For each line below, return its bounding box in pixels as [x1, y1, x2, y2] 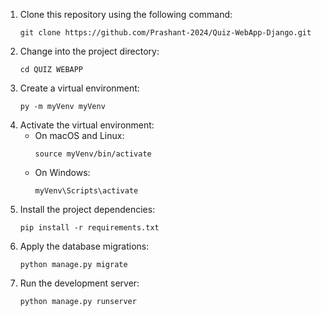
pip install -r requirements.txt [19, 223, 160, 233]
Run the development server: [19, 277, 140, 289]
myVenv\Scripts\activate [34, 186, 139, 196]
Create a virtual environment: [19, 82, 140, 94]
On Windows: [34, 167, 91, 178]
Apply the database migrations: [19, 240, 150, 252]
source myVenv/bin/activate [34, 149, 152, 159]
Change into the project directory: [19, 45, 160, 57]
